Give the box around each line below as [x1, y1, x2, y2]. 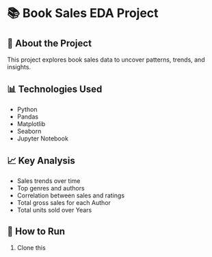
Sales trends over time [16, 176, 81, 185]
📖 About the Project [7, 37, 92, 49]
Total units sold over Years [16, 206, 92, 214]
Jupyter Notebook [16, 134, 68, 143]
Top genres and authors [16, 184, 85, 192]
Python [16, 105, 38, 113]
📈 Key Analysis [7, 155, 75, 167]
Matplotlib [16, 119, 46, 127]
